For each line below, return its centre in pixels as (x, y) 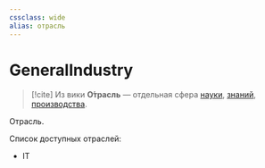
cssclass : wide (37, 17)
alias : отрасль (37, 26)
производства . (59, 105)
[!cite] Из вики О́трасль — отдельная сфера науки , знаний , (144, 95)
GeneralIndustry (71, 70)
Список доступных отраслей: (66, 139)
